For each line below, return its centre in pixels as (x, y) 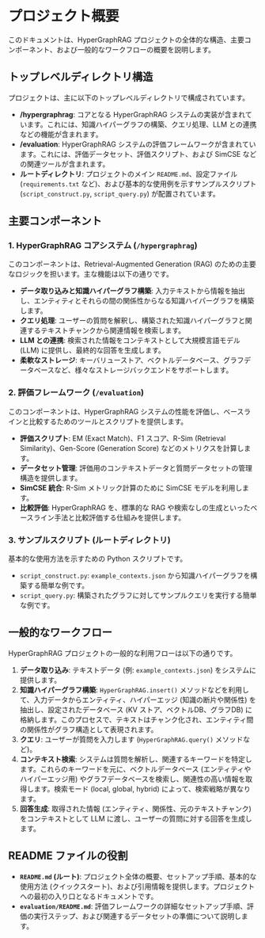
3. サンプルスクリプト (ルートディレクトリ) (90, 540)
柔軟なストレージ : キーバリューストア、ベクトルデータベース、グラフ (132, 360)
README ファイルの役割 (68, 856)
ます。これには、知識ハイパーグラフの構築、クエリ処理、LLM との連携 (142, 124)
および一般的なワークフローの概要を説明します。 (136, 49)
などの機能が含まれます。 (61, 134)
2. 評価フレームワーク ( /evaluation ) (76, 393)
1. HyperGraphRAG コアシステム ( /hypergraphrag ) (103, 246)
